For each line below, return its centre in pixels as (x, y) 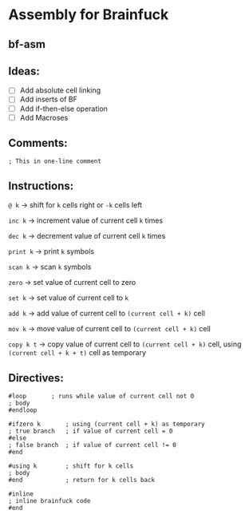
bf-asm (27, 44)
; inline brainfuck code (49, 501)
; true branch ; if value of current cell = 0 (91, 431)
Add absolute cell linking (60, 90)
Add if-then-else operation (63, 109)
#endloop (23, 410)
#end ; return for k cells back (82, 480)
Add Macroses (44, 117)
